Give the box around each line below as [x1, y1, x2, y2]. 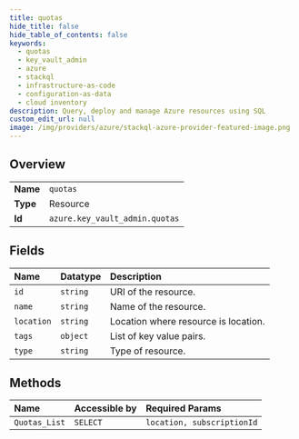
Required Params [145, 402, 222, 414]
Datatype [60, 270, 102, 283]
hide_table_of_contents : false [9, 30, 128, 39]
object [60, 331, 89, 341]
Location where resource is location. [110, 314, 265, 327]
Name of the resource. [110, 300, 206, 313]
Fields [9, 243, 45, 259]
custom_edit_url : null [9, 115, 95, 124]
